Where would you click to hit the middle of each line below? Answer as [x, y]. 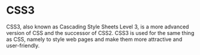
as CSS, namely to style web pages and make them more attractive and [94, 39]
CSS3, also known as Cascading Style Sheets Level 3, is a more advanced [98, 27]
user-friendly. [23, 46]
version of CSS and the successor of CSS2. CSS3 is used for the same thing [100, 33]
